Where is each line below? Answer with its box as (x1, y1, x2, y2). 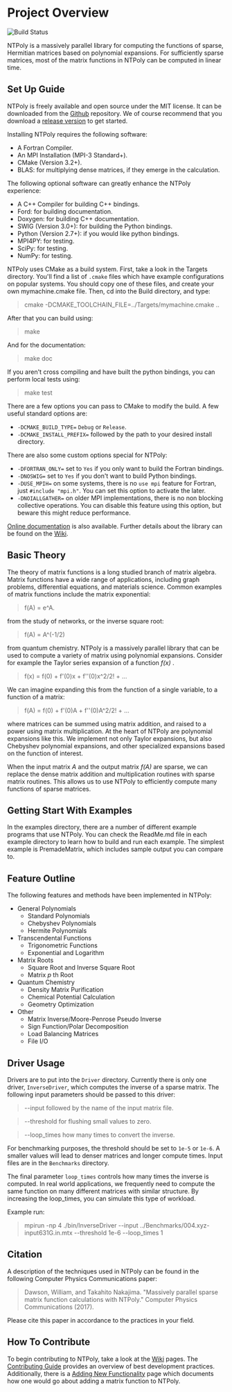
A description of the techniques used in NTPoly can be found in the (7, 1267, 199, 1275)
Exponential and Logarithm (27, 949, 105, 957)
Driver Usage (7, 1057, 65, 1069)
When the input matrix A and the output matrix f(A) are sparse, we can (7, 762, 208, 771)
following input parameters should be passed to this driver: (7, 1090, 175, 1099)
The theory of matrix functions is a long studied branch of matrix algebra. (7, 567, 217, 576)
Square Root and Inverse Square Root (27, 963, 135, 972)
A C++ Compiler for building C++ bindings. (17, 200, 140, 208)
